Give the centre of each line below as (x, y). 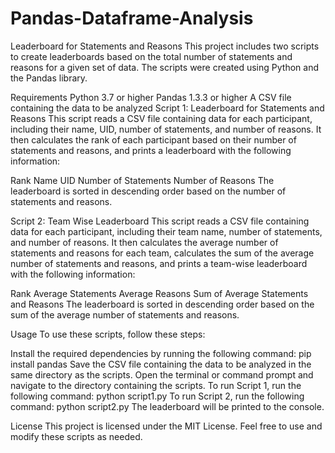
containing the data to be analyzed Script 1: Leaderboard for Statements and (167, 108)
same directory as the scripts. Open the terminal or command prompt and (162, 374)
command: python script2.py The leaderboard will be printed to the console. (167, 406)
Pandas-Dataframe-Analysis (132, 18)
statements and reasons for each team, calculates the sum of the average (162, 253)
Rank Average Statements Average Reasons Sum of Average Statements (159, 293)
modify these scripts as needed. (76, 436)
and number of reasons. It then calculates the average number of (144, 242)
